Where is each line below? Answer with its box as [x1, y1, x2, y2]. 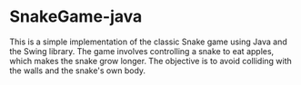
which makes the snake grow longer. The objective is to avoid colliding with [9, 55, 293, 66]
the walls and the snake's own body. [9, 65, 146, 76]
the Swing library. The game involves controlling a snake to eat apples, [9, 45, 275, 56]
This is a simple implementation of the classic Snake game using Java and [9, 36, 288, 47]
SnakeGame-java [9, 6, 143, 27]
